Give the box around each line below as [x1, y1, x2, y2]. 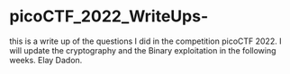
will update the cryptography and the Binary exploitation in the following [9, 45, 276, 55]
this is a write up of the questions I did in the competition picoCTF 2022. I [9, 36, 282, 46]
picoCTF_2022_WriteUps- [9, 6, 209, 27]
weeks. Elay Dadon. [9, 54, 83, 65]
